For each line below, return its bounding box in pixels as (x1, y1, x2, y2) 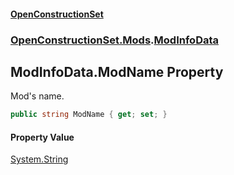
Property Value (10, 131, 75, 143)
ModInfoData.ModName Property (10, 63, 224, 80)
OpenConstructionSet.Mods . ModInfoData (10, 33, 220, 47)
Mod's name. (10, 90, 65, 102)
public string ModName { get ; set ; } (10, 110, 168, 120)
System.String (10, 153, 69, 165)
